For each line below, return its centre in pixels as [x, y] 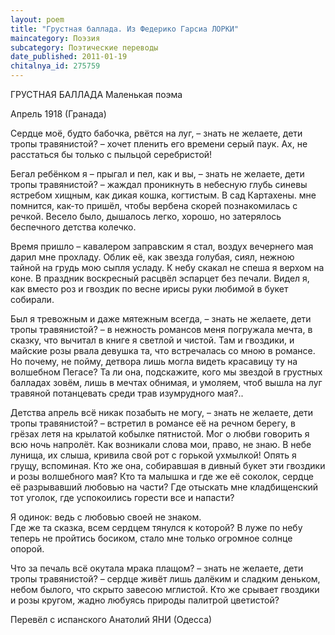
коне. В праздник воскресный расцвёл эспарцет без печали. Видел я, [160, 278]
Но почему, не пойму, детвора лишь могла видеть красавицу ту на [154, 361]
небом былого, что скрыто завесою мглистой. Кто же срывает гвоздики [165, 589]
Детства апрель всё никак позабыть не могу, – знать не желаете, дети [162, 412]
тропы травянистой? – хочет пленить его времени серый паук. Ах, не [159, 144]
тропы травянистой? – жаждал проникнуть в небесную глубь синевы [159, 184]
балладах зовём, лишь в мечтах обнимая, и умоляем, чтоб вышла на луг [166, 382]
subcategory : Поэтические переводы [84, 47]
